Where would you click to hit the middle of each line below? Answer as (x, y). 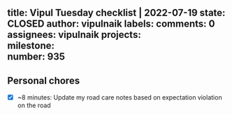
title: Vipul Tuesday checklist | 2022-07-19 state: (116, 13)
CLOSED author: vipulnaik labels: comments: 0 (111, 24)
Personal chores (44, 80)
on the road (34, 105)
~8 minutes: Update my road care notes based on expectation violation (119, 97)
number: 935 (36, 57)
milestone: (31, 46)
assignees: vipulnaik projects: (74, 35)
